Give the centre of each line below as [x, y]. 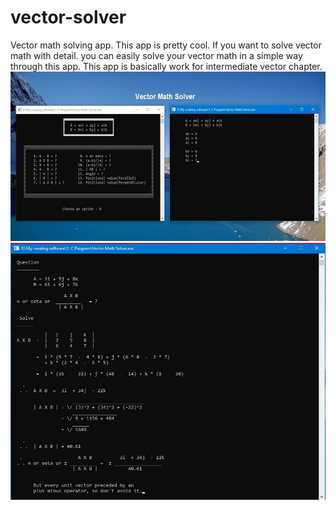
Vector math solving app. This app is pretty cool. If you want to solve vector [166, 45]
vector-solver [68, 17]
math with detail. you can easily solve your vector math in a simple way [156, 55]
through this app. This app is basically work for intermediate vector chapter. [166, 66]
